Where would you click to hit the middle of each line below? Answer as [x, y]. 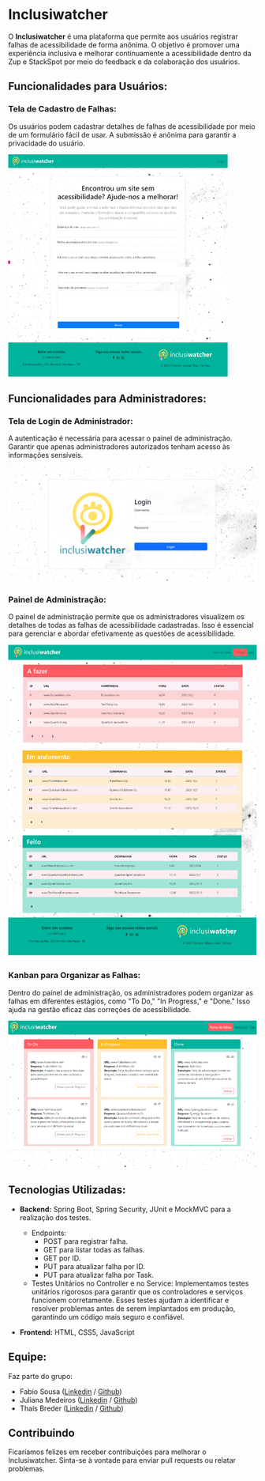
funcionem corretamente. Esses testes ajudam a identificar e [130, 1300]
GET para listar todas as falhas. [94, 1249]
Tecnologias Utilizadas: [67, 1190]
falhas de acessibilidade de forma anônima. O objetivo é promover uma [124, 44]
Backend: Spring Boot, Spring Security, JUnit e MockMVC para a [125, 1209]
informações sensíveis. [46, 455]
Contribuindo [41, 1433]
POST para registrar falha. [86, 1241]
